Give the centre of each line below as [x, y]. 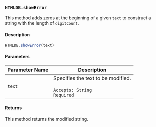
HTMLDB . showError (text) [30, 45]
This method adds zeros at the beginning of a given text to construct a [78, 18]
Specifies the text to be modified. [92, 78]
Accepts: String [73, 90]
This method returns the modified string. [47, 119]
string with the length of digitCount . [42, 23]
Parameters [17, 56]
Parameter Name [28, 70]
